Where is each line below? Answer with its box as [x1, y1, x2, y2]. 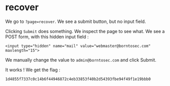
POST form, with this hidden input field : [5, 34, 89, 40]
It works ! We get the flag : [5, 67, 60, 73]
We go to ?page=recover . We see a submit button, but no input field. [5, 18, 146, 24]
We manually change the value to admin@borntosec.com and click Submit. [5, 56, 156, 63]
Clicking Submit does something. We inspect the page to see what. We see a [5, 28, 165, 34]
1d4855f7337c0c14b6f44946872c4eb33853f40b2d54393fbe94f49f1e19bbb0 [5, 76, 151, 81]
